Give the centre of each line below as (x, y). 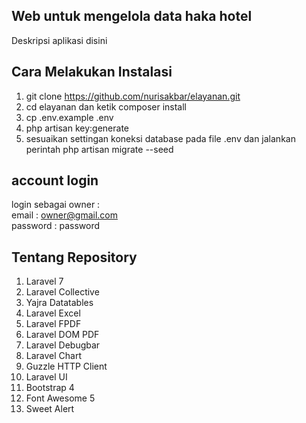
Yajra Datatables (59, 303)
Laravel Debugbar (63, 345)
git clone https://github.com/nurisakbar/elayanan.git (133, 96)
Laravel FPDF (53, 324)
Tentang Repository (74, 257)
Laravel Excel (53, 313)
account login (55, 180)
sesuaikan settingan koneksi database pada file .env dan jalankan (160, 138)
